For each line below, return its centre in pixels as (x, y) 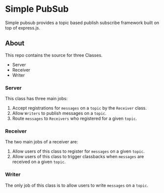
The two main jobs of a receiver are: (42, 142)
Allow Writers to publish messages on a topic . (59, 113)
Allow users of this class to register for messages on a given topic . (78, 151)
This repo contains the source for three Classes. (54, 55)
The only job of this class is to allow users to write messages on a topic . (77, 185)
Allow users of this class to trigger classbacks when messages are (78, 157)
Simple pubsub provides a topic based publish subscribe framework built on (82, 23)
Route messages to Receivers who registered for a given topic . (75, 118)
